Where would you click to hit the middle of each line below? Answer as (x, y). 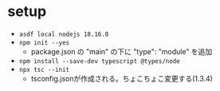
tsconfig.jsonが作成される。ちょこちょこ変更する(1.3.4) (122, 78)
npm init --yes (44, 42)
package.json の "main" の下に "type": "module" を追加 (122, 51)
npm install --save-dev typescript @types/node (99, 61)
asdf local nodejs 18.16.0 (64, 34)
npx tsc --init (44, 69)
